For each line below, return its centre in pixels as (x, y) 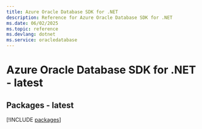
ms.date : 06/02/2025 (33, 23)
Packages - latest (40, 105)
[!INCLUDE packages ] (34, 120)
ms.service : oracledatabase (42, 40)
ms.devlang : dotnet (31, 35)
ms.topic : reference (33, 29)
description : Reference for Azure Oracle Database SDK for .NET (89, 18)
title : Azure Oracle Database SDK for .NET (62, 12)
